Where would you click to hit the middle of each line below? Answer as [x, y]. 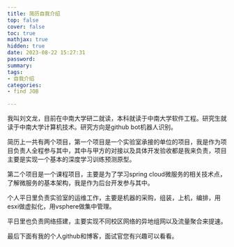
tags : [15, 72]
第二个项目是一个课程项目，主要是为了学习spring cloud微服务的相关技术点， [117, 174]
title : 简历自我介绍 [34, 14]
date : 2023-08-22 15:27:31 [46, 53]
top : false [23, 20]
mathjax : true [28, 40]
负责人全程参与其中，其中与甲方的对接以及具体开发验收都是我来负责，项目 [120, 151]
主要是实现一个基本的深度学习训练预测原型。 [71, 159]
